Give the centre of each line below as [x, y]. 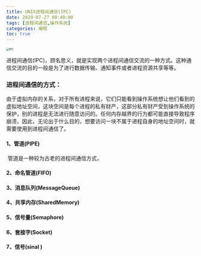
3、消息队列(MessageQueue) [43, 188]
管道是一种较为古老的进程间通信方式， [55, 158]
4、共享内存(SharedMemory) [43, 202]
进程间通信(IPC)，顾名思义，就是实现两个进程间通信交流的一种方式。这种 [96, 60]
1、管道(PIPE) [23, 144]
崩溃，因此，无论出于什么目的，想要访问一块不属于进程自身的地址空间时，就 [100, 121]
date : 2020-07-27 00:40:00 [40, 17]
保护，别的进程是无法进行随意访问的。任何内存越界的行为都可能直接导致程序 [100, 114]
